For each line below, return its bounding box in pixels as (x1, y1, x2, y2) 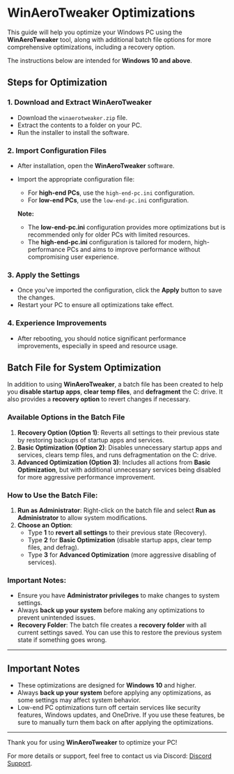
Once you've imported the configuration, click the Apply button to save (17, 286, 222, 295)
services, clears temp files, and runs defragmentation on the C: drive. (17, 450, 217, 459)
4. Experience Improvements (7, 318, 107, 328)
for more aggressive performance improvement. (17, 472, 155, 481)
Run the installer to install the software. (17, 128, 130, 137)
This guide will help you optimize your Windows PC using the (7, 28, 182, 36)
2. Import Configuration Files (7, 145, 107, 155)
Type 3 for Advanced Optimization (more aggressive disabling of (27, 550, 217, 559)
